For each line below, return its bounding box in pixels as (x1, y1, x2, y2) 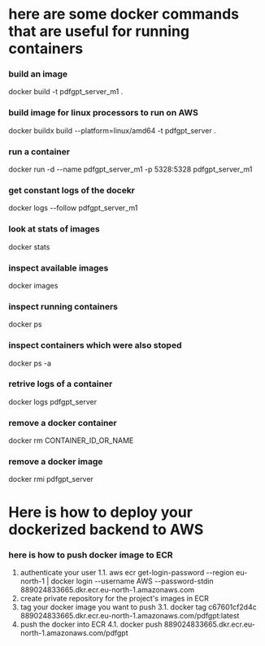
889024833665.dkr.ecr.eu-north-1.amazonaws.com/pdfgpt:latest (20, 610, 240, 620)
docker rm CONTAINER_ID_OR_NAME (8, 436, 134, 445)
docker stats (8, 241, 50, 252)
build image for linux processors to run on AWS (8, 107, 199, 119)
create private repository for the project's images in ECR (20, 593, 210, 603)
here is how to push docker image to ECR (8, 549, 173, 561)
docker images (8, 280, 59, 290)
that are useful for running (8, 22, 189, 41)
